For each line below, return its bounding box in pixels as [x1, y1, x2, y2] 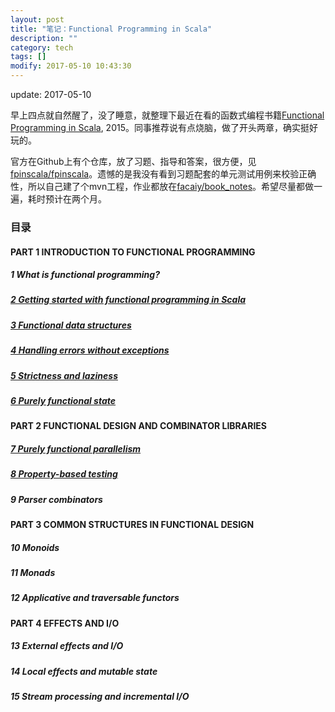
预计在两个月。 [44, 193, 107, 205]
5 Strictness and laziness [10, 369, 118, 381]
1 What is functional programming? [10, 269, 161, 281]
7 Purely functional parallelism [10, 442, 142, 455]
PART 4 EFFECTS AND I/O [10, 617, 120, 629]
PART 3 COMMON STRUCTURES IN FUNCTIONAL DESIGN [10, 519, 255, 531]
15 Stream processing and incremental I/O [10, 691, 190, 703]
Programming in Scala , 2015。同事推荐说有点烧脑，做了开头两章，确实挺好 [10, 122, 318, 133]
